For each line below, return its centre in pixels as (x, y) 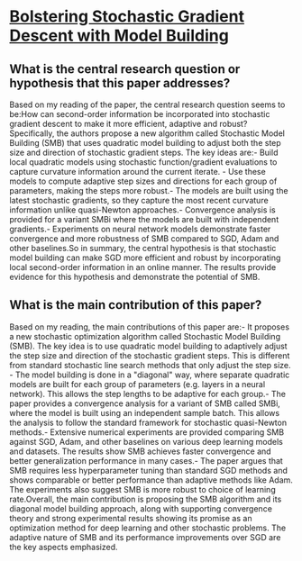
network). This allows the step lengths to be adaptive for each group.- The (148, 394)
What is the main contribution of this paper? (136, 305)
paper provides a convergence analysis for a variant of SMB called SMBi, (145, 403)
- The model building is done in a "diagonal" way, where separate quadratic (150, 375)
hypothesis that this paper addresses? (120, 83)
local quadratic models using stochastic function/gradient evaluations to (143, 162)
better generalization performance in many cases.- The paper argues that (146, 460)
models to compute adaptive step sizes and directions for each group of (143, 181)
